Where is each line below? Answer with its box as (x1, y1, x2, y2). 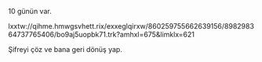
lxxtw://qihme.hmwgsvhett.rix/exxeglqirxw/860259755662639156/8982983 (8, 22, 255, 30)
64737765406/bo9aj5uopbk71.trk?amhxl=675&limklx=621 (8, 30, 195, 39)
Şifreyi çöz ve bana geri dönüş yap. (8, 45, 123, 53)
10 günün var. (8, 7, 53, 15)
